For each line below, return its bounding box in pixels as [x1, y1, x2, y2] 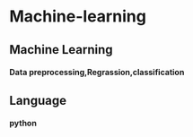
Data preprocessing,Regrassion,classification [9, 67, 185, 78]
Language [9, 92, 67, 108]
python [9, 118, 38, 129]
